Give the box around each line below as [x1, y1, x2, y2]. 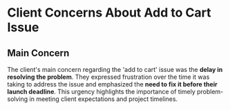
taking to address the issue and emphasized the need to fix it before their [7, 80, 218, 88]
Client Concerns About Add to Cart [7, 5, 211, 21]
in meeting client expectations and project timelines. [29, 95, 178, 103]
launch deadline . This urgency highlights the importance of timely [7, 88, 195, 95]
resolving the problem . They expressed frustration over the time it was [7, 73, 210, 81]
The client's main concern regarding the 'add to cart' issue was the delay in [7, 66, 223, 73]
